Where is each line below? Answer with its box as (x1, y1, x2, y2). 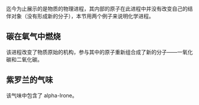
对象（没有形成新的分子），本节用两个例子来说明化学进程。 (11, 12, 154, 20)
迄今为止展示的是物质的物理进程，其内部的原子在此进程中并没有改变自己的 (6, 5, 188, 12)
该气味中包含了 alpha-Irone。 (6, 91, 78, 99)
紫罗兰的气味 (6, 75, 53, 85)
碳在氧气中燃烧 (6, 31, 61, 42)
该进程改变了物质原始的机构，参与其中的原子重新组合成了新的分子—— (6, 48, 178, 55)
